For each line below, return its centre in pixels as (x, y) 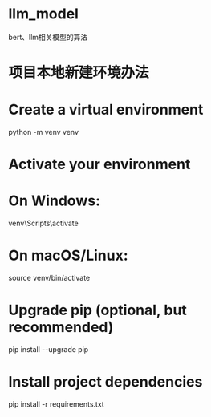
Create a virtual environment (106, 110)
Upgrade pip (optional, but (97, 310)
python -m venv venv (43, 132)
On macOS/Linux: (68, 255)
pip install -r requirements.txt (56, 404)
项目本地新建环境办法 (79, 73)
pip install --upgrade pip (49, 350)
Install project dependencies (105, 382)
